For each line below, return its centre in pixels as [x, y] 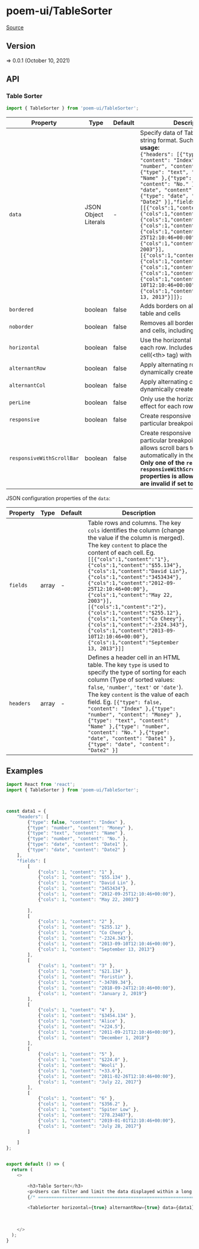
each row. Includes [166, 348]
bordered [21, 310]
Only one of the [163, 463]
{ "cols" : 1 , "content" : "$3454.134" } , [87, 1016]
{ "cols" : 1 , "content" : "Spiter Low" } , [88, 1110]
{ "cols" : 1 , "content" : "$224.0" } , [83, 1060]
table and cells [160, 313]
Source [15, 27]
